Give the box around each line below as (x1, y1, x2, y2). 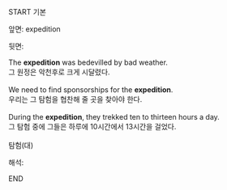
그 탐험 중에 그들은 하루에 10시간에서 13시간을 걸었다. (8, 122, 177, 131)
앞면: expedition (8, 24, 61, 34)
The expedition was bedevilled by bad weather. (8, 57, 169, 67)
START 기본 (8, 7, 47, 16)
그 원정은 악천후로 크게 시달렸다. (8, 67, 111, 77)
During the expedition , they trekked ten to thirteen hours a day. (8, 112, 221, 121)
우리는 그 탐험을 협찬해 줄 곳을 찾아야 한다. (8, 95, 143, 103)
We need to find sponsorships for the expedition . (8, 85, 173, 95)
